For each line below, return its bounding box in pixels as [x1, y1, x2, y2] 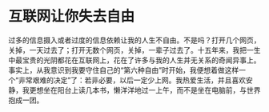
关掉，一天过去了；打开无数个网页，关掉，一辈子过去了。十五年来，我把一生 [8, 45, 261, 54]
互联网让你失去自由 [8, 7, 135, 26]
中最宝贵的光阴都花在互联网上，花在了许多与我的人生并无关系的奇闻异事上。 [8, 55, 261, 65]
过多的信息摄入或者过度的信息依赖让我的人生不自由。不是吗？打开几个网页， [8, 35, 261, 45]
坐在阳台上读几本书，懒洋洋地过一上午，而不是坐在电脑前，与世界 [42, 85, 261, 94]
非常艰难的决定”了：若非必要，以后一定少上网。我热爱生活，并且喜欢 [18, 75, 247, 85]
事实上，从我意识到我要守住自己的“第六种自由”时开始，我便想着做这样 [8, 65, 239, 74]
